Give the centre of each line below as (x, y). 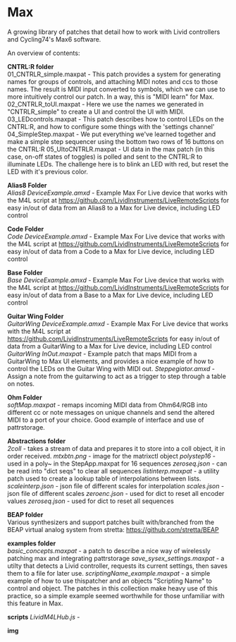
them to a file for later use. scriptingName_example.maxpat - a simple (109, 573)
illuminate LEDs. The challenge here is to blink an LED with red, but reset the (118, 164)
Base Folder (25, 272)
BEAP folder (25, 514)
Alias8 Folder (27, 185)
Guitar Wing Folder (36, 316)
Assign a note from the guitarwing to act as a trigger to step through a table (117, 376)
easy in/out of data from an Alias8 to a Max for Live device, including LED (114, 207)
